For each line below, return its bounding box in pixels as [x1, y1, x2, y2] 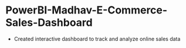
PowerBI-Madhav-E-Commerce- [5, 4, 168, 17]
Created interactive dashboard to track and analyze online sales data [13, 35, 181, 42]
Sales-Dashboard [5, 16, 93, 29]
